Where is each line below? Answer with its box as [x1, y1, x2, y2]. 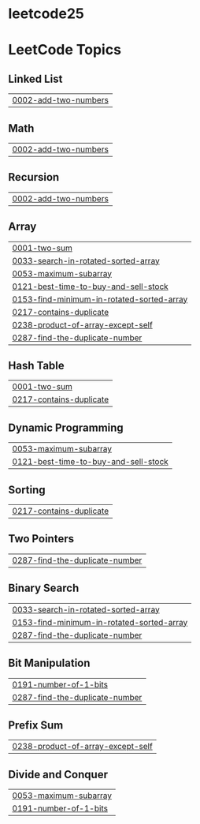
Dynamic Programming [8, 421, 124, 434]
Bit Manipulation [8, 657, 91, 670]
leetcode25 [8, 5, 84, 23]
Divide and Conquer [8, 767, 109, 781]
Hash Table [8, 359, 65, 373]
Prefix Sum [8, 718, 64, 732]
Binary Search [8, 582, 80, 595]
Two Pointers [8, 532, 75, 545]
